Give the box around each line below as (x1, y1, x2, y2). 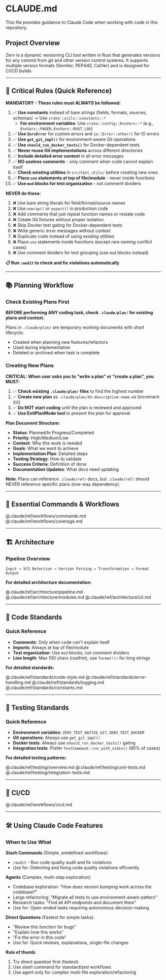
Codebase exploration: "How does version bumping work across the (12, 884, 152, 890)
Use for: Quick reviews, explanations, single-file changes (12, 939, 129, 945)
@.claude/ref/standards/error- (86, 674, 147, 680)
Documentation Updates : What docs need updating (12, 466, 119, 472)
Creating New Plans (5, 362, 54, 369)
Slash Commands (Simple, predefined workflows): (5, 850, 109, 856)
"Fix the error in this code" (12, 934, 67, 940)
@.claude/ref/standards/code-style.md (5, 674, 85, 680)
